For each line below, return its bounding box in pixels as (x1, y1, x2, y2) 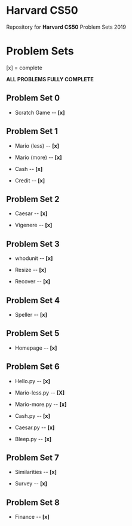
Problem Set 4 (6, 295, 60, 305)
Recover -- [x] (14, 278, 51, 285)
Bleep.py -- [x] (14, 435, 52, 442)
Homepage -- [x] (14, 344, 57, 351)
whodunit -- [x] (14, 255, 53, 262)
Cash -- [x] (14, 165, 43, 172)
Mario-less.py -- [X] (14, 389, 65, 396)
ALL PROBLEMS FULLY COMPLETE (6, 75, 94, 82)
